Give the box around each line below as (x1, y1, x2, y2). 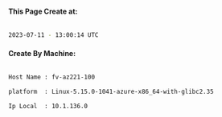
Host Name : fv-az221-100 (8, 73, 95, 82)
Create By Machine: (8, 48, 76, 58)
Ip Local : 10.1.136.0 (8, 103, 88, 111)
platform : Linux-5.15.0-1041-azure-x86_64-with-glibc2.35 (8, 88, 215, 96)
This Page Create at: (8, 6, 78, 16)
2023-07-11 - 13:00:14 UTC (8, 31, 99, 39)
